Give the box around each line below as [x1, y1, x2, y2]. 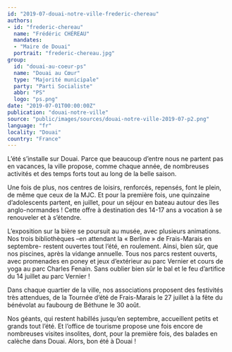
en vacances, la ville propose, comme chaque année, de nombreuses [7, 162, 209, 170]
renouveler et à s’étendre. [7, 213, 83, 222]
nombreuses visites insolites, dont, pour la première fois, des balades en [7, 329, 218, 338]
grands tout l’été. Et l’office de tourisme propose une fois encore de [7, 322, 203, 331]
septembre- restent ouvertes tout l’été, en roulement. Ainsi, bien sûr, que [7, 242, 219, 251]
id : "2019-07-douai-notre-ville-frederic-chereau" [7, 10, 159, 18]
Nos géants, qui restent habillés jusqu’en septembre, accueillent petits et [7, 315, 219, 323]
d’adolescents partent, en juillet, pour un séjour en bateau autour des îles [7, 199, 220, 207]
